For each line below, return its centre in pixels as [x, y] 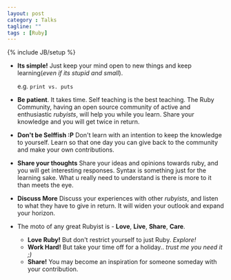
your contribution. [53, 269]
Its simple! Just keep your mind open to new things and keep [104, 66]
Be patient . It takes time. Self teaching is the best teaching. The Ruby [116, 100]
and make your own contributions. [66, 150]
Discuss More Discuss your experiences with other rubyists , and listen [118, 199]
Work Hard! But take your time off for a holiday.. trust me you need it [125, 247]
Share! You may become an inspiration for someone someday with [122, 262]
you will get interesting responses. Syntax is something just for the [112, 170]
